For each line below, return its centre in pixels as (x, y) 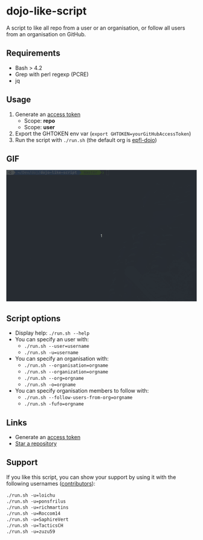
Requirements (33, 53)
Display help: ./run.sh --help (52, 333)
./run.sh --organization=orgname (66, 372)
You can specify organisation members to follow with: (82, 391)
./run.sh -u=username (51, 353)
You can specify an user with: (52, 339)
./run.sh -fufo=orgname (54, 404)
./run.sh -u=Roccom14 (34, 513)
